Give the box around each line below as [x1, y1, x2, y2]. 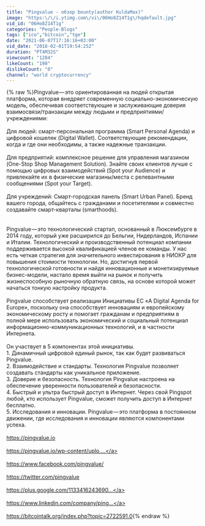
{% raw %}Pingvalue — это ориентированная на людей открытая [6, 88, 174, 96]
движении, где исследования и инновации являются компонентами [6, 415, 185, 422]
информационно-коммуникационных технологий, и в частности [6, 323, 174, 331]
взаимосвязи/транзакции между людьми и [6, 108, 119, 115]
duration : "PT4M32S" [6, 49, 59, 55]
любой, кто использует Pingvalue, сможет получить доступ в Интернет [6, 395, 193, 403]
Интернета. [6, 330, 36, 338]
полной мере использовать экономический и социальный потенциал [6, 317, 188, 324]
